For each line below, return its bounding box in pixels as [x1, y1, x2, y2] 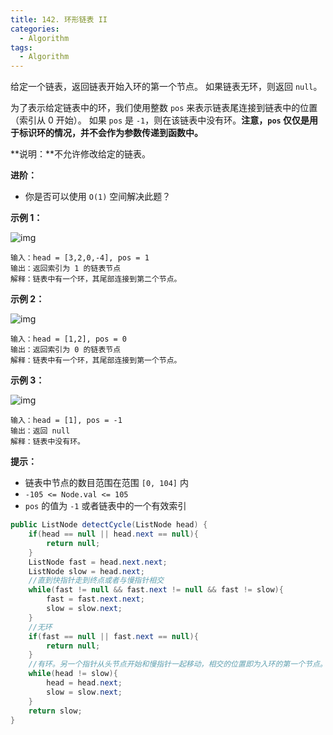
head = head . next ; [46, 678, 123, 688]
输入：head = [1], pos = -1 [10, 416, 123, 426]
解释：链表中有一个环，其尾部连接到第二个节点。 [10, 274, 182, 285]
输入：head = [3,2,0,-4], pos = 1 [10, 253, 150, 263]
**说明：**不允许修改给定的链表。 [10, 148, 152, 160]
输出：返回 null [10, 426, 71, 436]
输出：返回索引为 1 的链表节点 [10, 264, 122, 274]
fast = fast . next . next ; [46, 594, 145, 605]
